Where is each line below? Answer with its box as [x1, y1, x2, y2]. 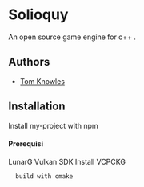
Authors [8, 55, 50, 69]
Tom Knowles [19, 76, 66, 86]
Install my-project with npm [8, 121, 98, 130]
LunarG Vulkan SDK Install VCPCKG [8, 157, 126, 166]
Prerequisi [8, 139, 44, 149]
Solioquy [8, 6, 69, 24]
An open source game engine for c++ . [8, 32, 136, 42]
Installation [8, 100, 66, 113]
